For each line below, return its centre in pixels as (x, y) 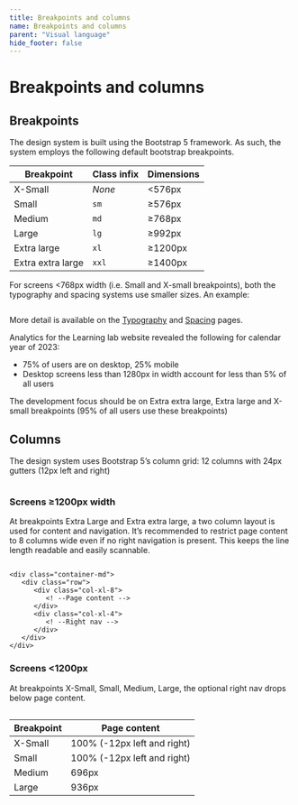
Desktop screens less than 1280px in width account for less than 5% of (154, 375)
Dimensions (173, 174)
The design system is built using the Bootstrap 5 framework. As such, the (145, 143)
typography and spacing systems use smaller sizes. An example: (130, 295)
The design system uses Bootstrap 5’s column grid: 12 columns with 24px (146, 461)
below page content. (48, 698)
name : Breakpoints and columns (68, 26)
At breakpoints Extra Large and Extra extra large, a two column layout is (142, 522)
